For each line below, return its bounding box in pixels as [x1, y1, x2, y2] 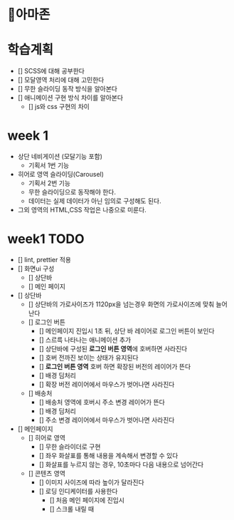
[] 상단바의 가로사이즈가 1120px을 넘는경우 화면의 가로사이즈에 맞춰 [28, 300, 215, 308]
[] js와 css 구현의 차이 [28, 103, 90, 111]
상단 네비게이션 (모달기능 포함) [17, 152, 103, 161]
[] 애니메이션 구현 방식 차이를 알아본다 [17, 93, 123, 102]
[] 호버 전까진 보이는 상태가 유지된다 [38, 353, 139, 362]
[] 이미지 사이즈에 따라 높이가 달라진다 [38, 478, 144, 487]
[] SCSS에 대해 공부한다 [17, 67, 85, 76]
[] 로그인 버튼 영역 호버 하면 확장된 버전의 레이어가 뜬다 [38, 363, 191, 370]
